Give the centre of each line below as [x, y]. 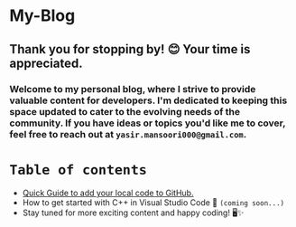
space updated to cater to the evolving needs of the [125, 111]
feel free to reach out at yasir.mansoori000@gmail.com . [128, 134]
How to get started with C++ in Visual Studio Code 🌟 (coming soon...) [153, 203]
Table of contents [78, 170]
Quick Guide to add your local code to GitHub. [108, 193]
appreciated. [46, 63]
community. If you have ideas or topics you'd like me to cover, [148, 123]
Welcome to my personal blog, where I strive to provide [133, 89]
